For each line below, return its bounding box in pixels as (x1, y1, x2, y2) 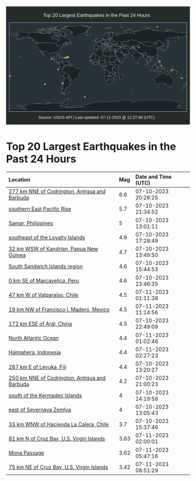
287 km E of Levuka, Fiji (8, 363, 66, 370)
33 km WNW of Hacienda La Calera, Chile (8, 421, 109, 428)
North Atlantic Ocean (8, 335, 60, 342)
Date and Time (135, 173, 172, 180)
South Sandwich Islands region (8, 263, 83, 270)
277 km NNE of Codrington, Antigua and (8, 188, 106, 195)
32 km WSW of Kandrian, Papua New (8, 245, 99, 252)
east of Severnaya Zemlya (8, 406, 72, 413)
